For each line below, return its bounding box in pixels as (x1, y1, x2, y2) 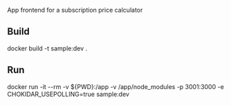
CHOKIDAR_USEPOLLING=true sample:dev (7, 90, 130, 98)
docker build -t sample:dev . (7, 44, 88, 52)
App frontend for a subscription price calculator (7, 6, 143, 14)
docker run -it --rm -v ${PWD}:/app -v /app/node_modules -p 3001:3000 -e (7, 82, 225, 90)
